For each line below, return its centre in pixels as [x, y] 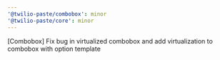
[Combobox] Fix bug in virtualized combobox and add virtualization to [110, 41]
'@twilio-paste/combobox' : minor [57, 14]
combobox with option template [54, 49]
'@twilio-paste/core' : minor [51, 21]
